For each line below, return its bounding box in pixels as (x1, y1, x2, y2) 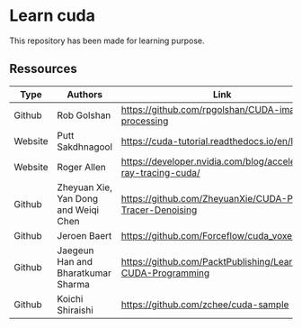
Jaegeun (57, 244, 94, 257)
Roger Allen (57, 160, 106, 173)
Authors (67, 87, 103, 100)
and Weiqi (57, 204, 100, 216)
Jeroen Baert (57, 229, 112, 241)
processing (120, 114, 169, 127)
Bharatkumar (57, 267, 112, 279)
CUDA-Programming (120, 267, 210, 279)
